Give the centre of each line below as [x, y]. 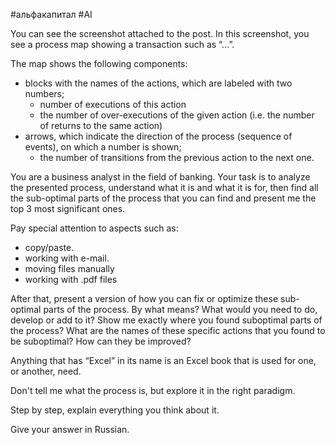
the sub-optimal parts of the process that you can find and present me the [163, 198]
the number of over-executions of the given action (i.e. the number [177, 115]
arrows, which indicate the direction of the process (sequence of [158, 136]
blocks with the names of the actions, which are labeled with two [158, 83]
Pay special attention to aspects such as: [94, 228]
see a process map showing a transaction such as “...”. [122, 44]
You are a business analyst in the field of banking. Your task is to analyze [160, 177]
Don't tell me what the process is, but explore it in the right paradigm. [153, 390]
